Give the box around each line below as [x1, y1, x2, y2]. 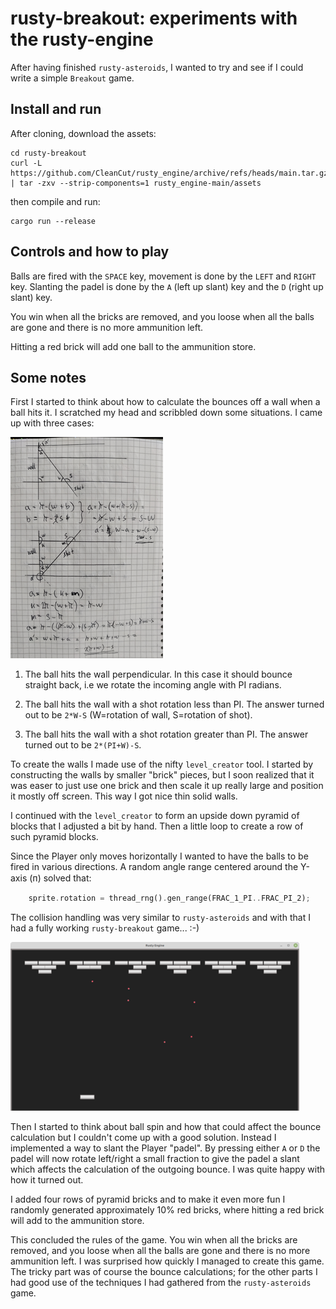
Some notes [10, 369, 87, 386]
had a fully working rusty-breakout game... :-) [10, 922, 200, 934]
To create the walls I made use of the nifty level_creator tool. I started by [10, 758, 314, 771]
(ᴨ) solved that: [29, 872, 92, 884]
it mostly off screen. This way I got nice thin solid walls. [10, 790, 238, 802]
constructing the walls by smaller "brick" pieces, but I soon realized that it [10, 769, 315, 781]
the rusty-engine [10, 28, 154, 51]
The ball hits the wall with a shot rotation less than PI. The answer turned [24, 698, 325, 711]
